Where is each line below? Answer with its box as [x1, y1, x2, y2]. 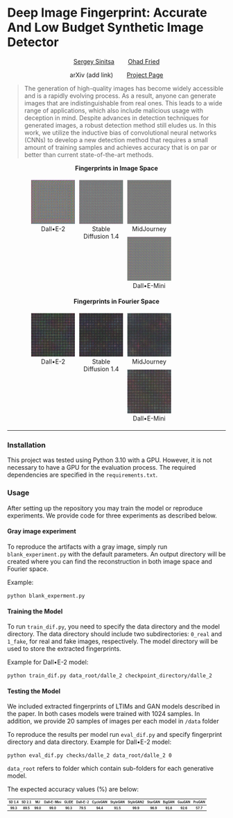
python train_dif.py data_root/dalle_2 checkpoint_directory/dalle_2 [7, 672, 213, 679]
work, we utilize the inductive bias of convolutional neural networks [24, 128, 217, 137]
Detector [7, 35, 59, 50]
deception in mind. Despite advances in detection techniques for [24, 113, 209, 122]
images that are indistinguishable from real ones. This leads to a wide [24, 99, 223, 107]
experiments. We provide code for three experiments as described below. [7, 511, 217, 520]
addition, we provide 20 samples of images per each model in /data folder [7, 717, 220, 726]
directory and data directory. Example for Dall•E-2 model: [7, 738, 172, 747]
